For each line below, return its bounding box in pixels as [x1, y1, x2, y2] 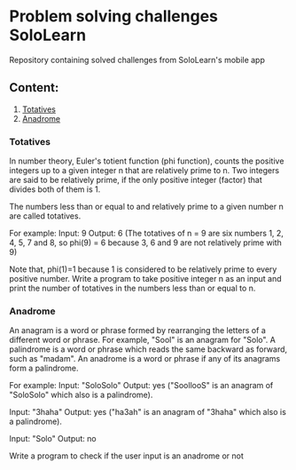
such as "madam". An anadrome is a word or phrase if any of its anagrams [9, 354, 281, 364]
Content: [9, 80, 59, 95]
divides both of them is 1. [9, 184, 101, 195]
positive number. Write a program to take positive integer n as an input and [9, 274, 282, 284]
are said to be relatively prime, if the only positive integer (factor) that [9, 175, 263, 186]
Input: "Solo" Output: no [9, 434, 97, 444]
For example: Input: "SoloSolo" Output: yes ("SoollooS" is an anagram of [9, 380, 274, 391]
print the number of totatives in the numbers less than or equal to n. [9, 283, 256, 294]
